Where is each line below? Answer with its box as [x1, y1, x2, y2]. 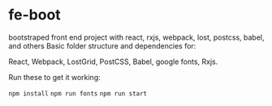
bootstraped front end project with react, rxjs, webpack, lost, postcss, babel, [8, 32, 266, 42]
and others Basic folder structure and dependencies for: [8, 40, 196, 50]
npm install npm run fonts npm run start [8, 89, 148, 98]
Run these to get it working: [8, 72, 101, 82]
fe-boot [8, 6, 61, 24]
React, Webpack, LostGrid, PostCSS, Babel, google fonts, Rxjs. [8, 57, 218, 66]
